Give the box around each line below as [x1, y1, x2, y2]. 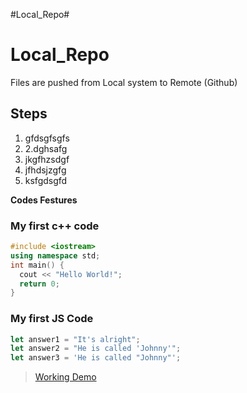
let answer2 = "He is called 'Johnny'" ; [10, 344, 182, 354]
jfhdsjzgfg [24, 164, 67, 176]
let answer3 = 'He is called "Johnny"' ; [10, 353, 182, 363]
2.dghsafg [24, 142, 68, 154]
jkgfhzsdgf [24, 153, 70, 165]
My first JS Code [10, 312, 94, 326]
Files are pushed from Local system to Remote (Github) [10, 76, 238, 88]
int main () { [10, 260, 65, 270]
